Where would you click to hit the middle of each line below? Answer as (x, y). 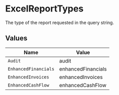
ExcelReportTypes (45, 9)
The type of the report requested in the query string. (60, 22)
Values (16, 38)
